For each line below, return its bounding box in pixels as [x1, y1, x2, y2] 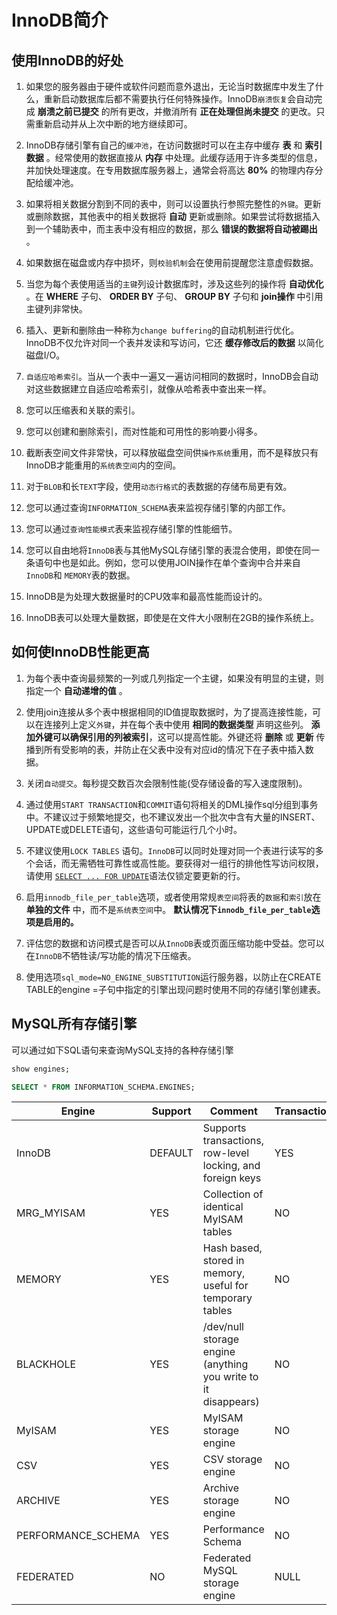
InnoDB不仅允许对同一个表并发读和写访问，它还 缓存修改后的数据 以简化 [25, 337, 324, 348]
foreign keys [202, 1171, 262, 1185]
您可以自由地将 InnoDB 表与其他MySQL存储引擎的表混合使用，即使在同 [25, 544, 311, 556]
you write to [202, 1370, 259, 1384]
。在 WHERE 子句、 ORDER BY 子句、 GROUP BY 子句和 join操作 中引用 [25, 291, 324, 302]
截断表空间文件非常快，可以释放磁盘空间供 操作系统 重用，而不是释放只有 [25, 447, 319, 458]
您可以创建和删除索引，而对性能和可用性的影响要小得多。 [25, 426, 263, 437]
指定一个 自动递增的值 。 [25, 684, 128, 696]
